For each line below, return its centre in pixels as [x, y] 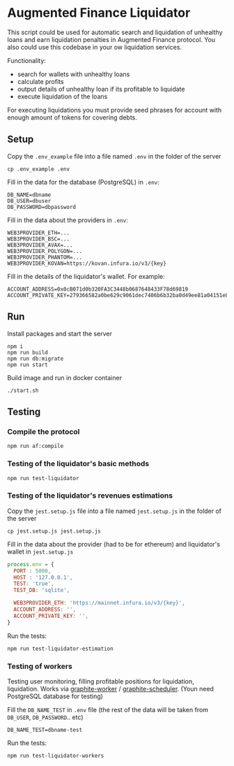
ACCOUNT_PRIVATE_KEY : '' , [51, 616]
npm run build [28, 352]
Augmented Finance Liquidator [99, 13]
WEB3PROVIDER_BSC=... [39, 239]
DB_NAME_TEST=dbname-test [45, 730]
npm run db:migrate [36, 359]
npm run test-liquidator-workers [56, 756]
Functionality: [27, 60]
